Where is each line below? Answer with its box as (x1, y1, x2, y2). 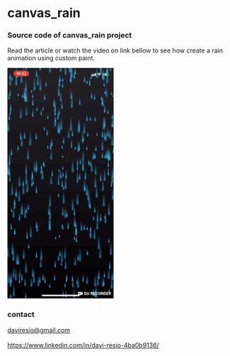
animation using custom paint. (7, 54, 96, 62)
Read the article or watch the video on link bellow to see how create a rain (7, 46, 224, 55)
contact (7, 310, 35, 320)
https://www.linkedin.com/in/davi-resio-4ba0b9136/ (7, 340, 159, 349)
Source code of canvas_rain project (7, 30, 132, 40)
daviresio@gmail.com (7, 326, 71, 334)
